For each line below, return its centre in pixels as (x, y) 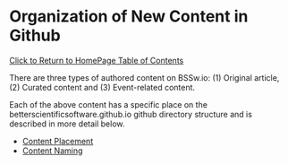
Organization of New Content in (129, 17)
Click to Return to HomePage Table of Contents (97, 60)
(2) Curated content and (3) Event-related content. (102, 87)
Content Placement (58, 141)
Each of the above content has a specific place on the (109, 104)
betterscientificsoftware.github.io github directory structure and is (131, 114)
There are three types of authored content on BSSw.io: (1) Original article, (144, 77)
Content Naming (52, 151)
